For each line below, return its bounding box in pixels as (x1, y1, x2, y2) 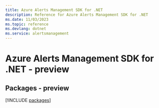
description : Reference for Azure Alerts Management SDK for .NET (5, 12, 148, 17)
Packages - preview (5, 84, 69, 92)
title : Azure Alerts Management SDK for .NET (5, 7, 103, 13)
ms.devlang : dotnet (5, 26, 47, 31)
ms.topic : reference (5, 21, 49, 27)
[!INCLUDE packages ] (5, 97, 51, 103)
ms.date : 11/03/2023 (5, 17, 49, 22)
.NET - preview (5, 64, 69, 75)
